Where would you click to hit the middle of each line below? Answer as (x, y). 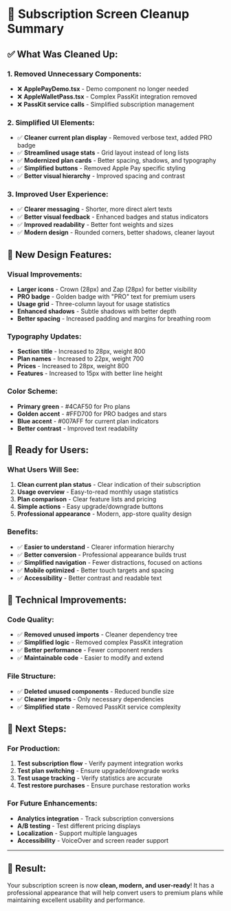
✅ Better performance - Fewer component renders (90, 650)
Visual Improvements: (45, 274)
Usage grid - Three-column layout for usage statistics (93, 304)
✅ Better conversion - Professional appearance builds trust (102, 554)
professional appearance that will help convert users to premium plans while (115, 892)
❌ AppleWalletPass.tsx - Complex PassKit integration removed (107, 97)
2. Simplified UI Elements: (51, 122)
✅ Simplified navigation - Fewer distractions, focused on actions (110, 562)
